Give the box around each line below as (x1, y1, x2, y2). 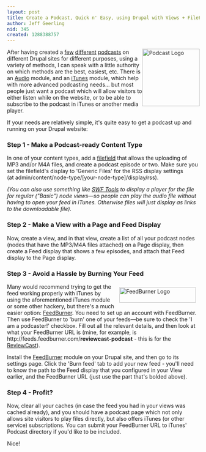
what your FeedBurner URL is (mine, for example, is (7, 328, 137, 336)
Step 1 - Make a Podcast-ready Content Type (7, 141, 143, 149)
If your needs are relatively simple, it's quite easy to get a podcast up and (7, 119, 192, 126)
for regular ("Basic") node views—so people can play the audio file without (7, 192, 197, 199)
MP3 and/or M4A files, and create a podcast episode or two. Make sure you (7, 161, 198, 168)
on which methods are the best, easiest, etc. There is (7, 68, 141, 75)
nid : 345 (7, 26, 29, 32)
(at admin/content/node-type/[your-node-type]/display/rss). (7, 174, 159, 181)
